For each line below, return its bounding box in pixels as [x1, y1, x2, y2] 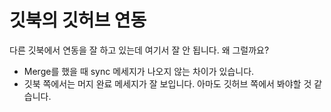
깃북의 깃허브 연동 [9, 9, 147, 32]
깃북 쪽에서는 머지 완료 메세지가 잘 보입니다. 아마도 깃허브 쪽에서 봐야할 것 [23, 77, 312, 90]
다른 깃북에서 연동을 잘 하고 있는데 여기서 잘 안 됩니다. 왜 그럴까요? [9, 44, 270, 56]
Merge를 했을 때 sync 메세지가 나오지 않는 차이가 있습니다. [23, 65, 255, 77]
